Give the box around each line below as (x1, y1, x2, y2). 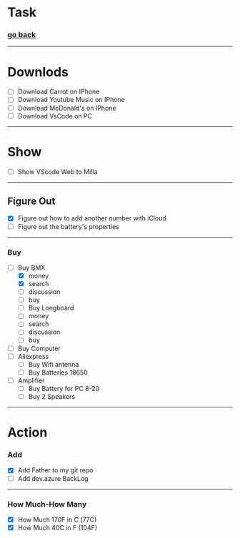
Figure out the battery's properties (17, 222, 119, 230)
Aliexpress (17, 352, 49, 360)
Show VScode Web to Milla (17, 167, 98, 176)
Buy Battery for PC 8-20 (28, 384, 100, 392)
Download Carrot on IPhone (17, 87, 100, 96)
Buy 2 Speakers (28, 392, 76, 400)
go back (7, 30, 36, 40)
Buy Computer (17, 344, 61, 352)
